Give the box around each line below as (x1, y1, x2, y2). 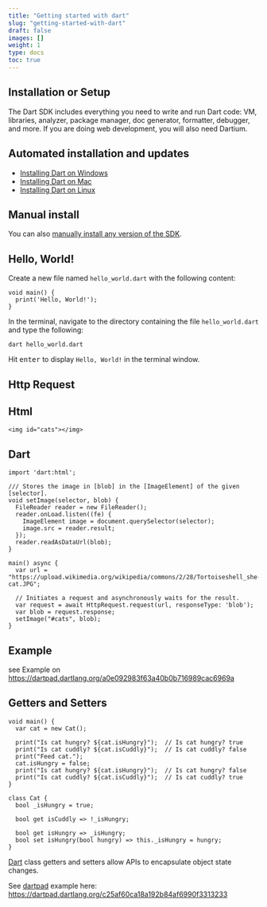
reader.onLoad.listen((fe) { (15, 511, 112, 519)
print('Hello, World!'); (15, 296, 98, 304)
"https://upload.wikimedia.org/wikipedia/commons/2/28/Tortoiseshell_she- (8, 573, 261, 582)
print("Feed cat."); (15, 752, 83, 760)
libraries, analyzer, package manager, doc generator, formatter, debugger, (8, 115, 250, 124)
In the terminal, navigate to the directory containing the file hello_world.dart (8, 316, 259, 327)
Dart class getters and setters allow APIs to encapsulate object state (8, 857, 232, 866)
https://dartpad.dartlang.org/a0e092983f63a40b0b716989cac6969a (8, 673, 234, 682)
